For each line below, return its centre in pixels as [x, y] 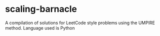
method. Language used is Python [40, 28]
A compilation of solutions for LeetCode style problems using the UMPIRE [80, 23]
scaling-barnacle [41, 9]
